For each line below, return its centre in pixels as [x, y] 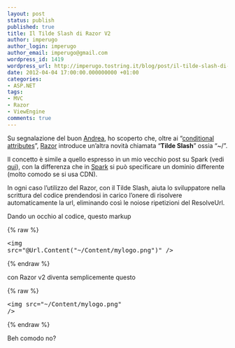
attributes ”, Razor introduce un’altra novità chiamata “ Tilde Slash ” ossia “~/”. [117, 145]
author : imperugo [33, 40]
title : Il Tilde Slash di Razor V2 [59, 33]
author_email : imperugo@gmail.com [58, 53]
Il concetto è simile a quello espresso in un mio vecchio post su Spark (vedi [116, 159]
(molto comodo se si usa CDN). [52, 174]
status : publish [31, 20]
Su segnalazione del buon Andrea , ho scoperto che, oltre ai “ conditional [111, 138]
